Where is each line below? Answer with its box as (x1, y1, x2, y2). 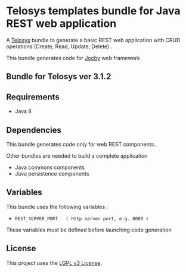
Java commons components (14, 164, 85, 171)
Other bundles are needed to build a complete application (6, 152, 148, 159)
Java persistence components (14, 170, 89, 177)
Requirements (6, 92, 60, 102)
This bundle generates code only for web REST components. (6, 140, 156, 148)
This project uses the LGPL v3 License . (6, 259, 103, 266)
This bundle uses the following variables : (6, 203, 108, 210)
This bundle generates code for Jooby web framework (6, 54, 140, 61)
